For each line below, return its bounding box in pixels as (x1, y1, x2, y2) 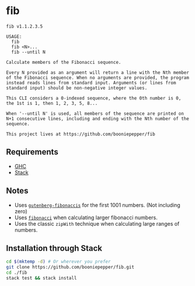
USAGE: (6, 33, 22, 39)
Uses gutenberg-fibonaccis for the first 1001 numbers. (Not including (14, 201, 181, 209)
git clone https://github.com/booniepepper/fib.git (6, 264, 134, 270)
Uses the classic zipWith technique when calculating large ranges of (14, 220, 180, 227)
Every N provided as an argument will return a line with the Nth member (6, 69, 190, 76)
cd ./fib (6, 270, 27, 276)
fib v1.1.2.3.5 (6, 23, 43, 29)
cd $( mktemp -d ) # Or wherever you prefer (6, 259, 111, 265)
